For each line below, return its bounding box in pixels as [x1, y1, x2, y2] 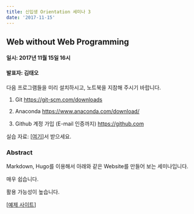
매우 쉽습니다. [6, 175, 39, 183]
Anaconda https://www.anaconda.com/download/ [15, 107, 140, 115]
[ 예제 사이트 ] [6, 201, 36, 208]
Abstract [6, 148, 33, 157]
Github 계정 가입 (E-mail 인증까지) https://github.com [15, 120, 144, 127]
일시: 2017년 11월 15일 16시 [6, 54, 71, 61]
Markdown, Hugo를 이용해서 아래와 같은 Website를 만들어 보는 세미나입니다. [6, 162, 189, 169]
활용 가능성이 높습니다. [6, 188, 60, 195]
